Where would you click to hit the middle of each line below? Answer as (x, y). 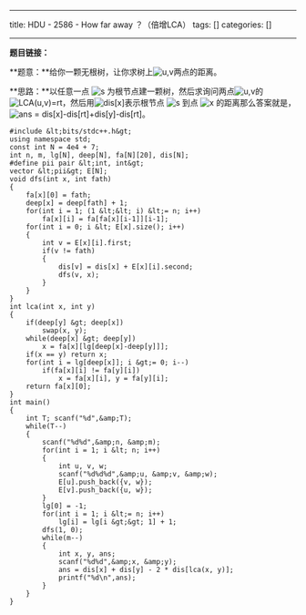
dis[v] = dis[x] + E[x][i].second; (126, 267)
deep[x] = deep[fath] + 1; (77, 203)
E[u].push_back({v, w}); (105, 482)
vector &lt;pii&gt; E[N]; (58, 171)
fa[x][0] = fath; (59, 195)
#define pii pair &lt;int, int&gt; (77, 163)
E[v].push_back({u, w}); (105, 490)
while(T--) (46, 426)
